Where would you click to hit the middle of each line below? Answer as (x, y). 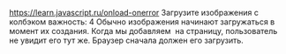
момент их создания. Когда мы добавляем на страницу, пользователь (143, 31)
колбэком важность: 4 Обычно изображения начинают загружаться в (142, 22)
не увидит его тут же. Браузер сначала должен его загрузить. (127, 40)
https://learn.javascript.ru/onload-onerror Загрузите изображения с (134, 13)
